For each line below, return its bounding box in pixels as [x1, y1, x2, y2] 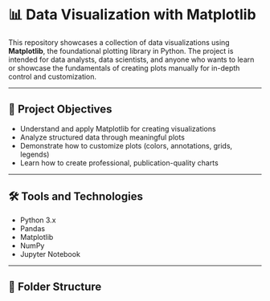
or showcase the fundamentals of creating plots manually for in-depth [8, 63, 240, 72]
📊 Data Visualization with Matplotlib [8, 6, 256, 24]
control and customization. [8, 71, 97, 81]
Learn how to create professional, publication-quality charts [19, 157, 219, 168]
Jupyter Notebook [19, 249, 80, 258]
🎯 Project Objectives [8, 103, 112, 116]
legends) [19, 149, 50, 159]
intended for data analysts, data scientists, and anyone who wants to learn [8, 55, 255, 64]
